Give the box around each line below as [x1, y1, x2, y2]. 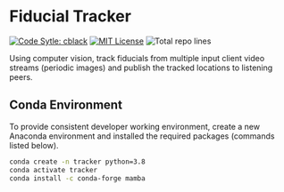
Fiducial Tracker [9, 6, 132, 27]
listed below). [9, 140, 60, 150]
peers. [9, 71, 33, 82]
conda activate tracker [9, 165, 98, 174]
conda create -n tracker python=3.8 [9, 157, 146, 166]
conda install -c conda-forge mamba [9, 173, 146, 183]
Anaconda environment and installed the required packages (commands [9, 131, 275, 141]
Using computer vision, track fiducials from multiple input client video [9, 52, 265, 63]
